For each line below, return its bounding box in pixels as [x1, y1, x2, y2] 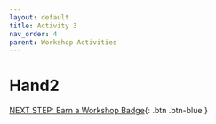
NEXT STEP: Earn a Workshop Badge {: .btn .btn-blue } [9, 105, 209, 116]
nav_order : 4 [9, 29, 58, 38]
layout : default [9, 12, 69, 22]
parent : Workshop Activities [9, 37, 117, 47]
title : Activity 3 [9, 21, 77, 30]
